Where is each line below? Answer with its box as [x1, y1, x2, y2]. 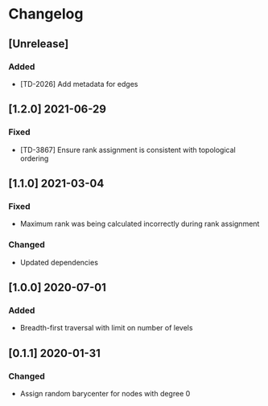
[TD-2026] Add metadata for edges [19, 79, 138, 88]
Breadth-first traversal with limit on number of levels [19, 323, 193, 333]
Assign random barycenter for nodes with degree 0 [19, 388, 191, 398]
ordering [19, 154, 49, 163]
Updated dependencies [19, 257, 99, 267]
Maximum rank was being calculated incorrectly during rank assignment [19, 219, 260, 229]
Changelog [8, 5, 84, 23]
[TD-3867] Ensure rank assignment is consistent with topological [19, 145, 236, 154]
